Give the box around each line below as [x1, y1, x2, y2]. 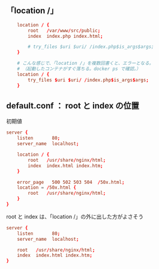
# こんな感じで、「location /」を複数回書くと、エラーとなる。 [17, 61, 154, 67]
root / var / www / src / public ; [28, 28, 101, 34]
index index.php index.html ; [28, 33, 103, 39]
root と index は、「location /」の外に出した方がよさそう [6, 213, 144, 220]
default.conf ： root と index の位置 [6, 101, 139, 111]
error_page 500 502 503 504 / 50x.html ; [17, 179, 125, 185]
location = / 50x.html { [17, 185, 77, 191]
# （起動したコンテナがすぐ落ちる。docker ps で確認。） [17, 66, 141, 72]
